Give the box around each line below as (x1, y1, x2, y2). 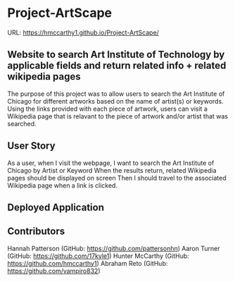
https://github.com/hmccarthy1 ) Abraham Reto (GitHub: (7, 259, 168, 267)
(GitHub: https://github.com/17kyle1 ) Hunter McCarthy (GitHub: (7, 252, 190, 260)
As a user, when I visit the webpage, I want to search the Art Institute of (7, 159, 215, 167)
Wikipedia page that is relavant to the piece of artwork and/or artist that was (7, 111, 229, 121)
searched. (7, 119, 37, 128)
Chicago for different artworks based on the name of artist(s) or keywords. (7, 97, 224, 105)
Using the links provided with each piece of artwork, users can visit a (7, 104, 208, 113)
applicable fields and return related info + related (7, 60, 227, 72)
